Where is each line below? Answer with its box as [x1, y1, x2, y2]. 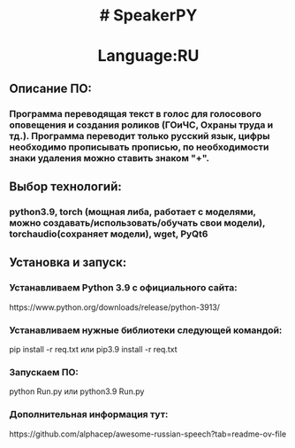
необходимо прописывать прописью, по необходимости [9, 141, 269, 153]
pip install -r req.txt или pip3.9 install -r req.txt [9, 344, 178, 354]
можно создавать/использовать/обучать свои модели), [9, 217, 266, 228]
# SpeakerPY [99, 5, 198, 26]
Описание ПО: [9, 81, 93, 96]
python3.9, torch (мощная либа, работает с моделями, [9, 205, 256, 218]
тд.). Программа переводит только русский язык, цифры [9, 129, 271, 142]
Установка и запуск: [9, 255, 127, 270]
